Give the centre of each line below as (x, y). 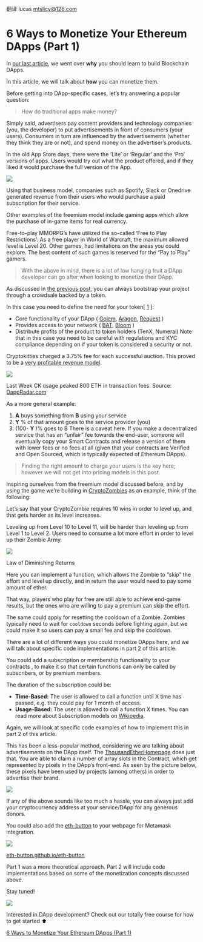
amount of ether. (27, 587)
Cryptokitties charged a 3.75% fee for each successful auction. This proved (101, 356)
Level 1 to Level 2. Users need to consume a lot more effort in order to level (100, 533)
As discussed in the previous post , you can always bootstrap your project (98, 288)
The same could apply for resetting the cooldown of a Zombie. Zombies (96, 617)
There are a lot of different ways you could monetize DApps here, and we (98, 642)
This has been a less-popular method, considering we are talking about (95, 745)
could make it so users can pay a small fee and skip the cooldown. (89, 630)
